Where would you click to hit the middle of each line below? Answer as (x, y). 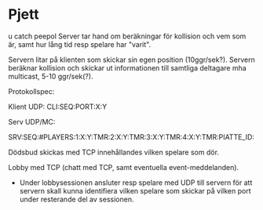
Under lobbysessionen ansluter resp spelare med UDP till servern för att (136, 183)
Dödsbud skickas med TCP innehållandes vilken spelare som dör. (114, 152)
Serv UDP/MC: (32, 121)
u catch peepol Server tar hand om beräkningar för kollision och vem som (127, 36)
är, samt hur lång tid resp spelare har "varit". (80, 44)
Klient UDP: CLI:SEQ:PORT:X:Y (58, 107)
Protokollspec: (31, 91)
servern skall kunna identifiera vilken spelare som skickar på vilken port (135, 190)
